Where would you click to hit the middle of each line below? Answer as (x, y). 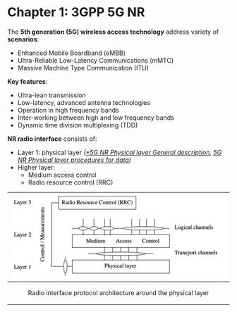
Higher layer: (36, 167)
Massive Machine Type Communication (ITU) (83, 68)
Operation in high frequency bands (68, 110)
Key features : (28, 81)
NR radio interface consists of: (52, 139)
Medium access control (62, 175)
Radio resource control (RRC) (71, 182)
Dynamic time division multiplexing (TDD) (78, 125)
